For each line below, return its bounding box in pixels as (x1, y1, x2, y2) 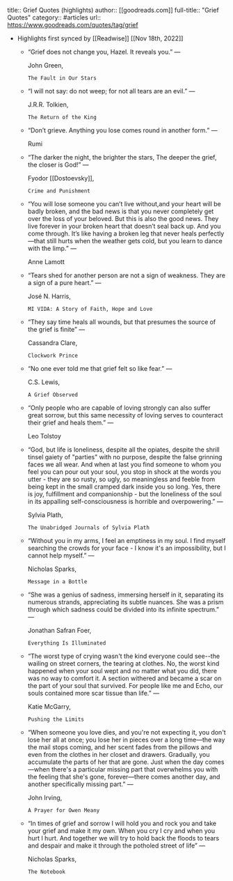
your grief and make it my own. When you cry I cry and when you (27, 827, 216, 835)
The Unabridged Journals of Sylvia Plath (27, 524, 150, 531)
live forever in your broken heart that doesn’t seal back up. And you (27, 222, 221, 230)
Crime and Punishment (27, 187, 90, 194)
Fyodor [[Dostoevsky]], (27, 174, 95, 182)
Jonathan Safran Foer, (27, 627, 92, 634)
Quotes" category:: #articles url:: (7, 13, 102, 22)
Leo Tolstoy (27, 432, 61, 440)
